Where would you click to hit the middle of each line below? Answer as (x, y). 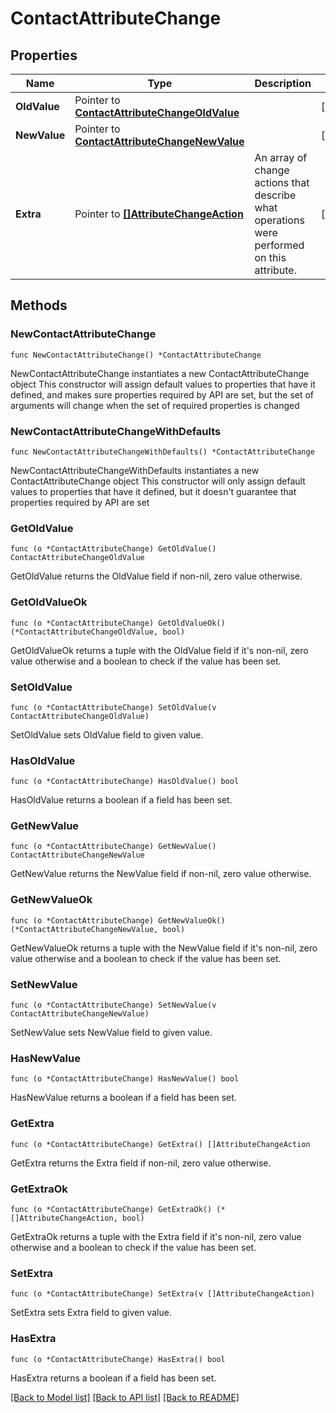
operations (279, 220)
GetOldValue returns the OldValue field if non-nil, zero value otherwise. (156, 576)
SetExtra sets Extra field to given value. (91, 1313)
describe (275, 195)
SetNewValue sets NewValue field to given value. (111, 1033)
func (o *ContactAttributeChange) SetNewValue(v (113, 1005)
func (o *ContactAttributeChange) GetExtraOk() (111, 1209)
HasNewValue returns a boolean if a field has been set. (123, 1098)
